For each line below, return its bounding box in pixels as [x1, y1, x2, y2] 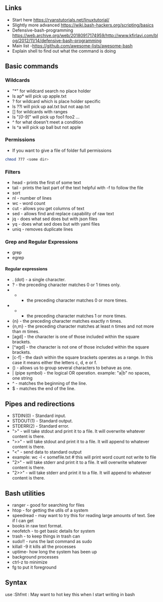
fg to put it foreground [12, 564, 57, 570]
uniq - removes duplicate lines [12, 226, 73, 232]
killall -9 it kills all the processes [12, 544, 76, 550]
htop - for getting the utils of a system [12, 507, 89, 513]
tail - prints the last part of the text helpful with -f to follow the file [12, 185, 144, 190]
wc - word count [12, 200, 45, 206]
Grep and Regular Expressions [5, 238, 78, 245]
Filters [5, 168, 21, 175]
